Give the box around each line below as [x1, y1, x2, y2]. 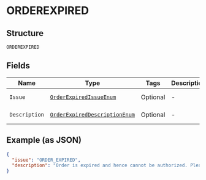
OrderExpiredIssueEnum [50, 93, 116, 101]
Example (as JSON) [6, 135, 82, 145]
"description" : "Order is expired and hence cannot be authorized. [12, 162, 188, 168]
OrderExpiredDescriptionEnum [50, 111, 135, 118]
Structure [6, 28, 44, 38]
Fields [6, 60, 31, 71]
